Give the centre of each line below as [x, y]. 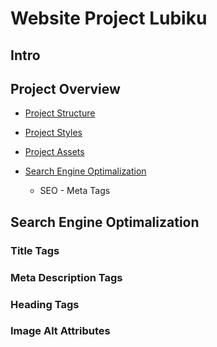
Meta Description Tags [66, 277]
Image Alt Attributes [60, 331]
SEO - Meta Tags [75, 191]
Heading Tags [45, 304]
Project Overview [65, 88]
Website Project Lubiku [109, 18]
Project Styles [53, 133]
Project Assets [54, 152]
